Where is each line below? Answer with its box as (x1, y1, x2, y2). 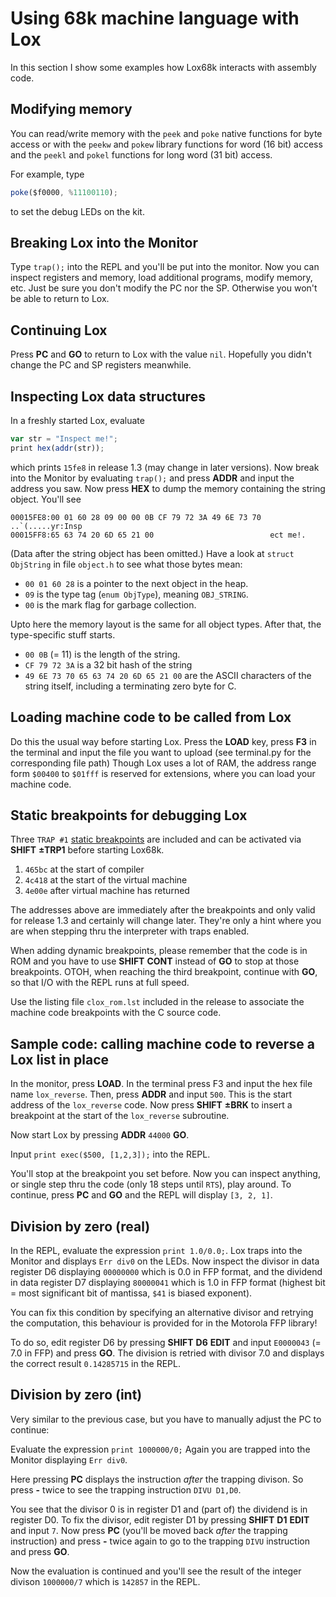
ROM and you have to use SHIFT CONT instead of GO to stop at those (10, 955, 300, 967)
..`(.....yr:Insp (10, 521, 83, 531)
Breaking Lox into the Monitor (10, 235, 199, 252)
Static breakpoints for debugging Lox (10, 807, 248, 824)
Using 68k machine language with (10, 7, 300, 30)
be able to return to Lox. (10, 293, 110, 305)
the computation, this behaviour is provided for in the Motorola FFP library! (10, 1317, 318, 1329)
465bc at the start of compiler (24, 863, 145, 876)
